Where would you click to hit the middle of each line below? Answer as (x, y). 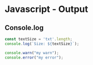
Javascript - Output (46, 9)
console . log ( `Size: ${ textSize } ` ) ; (42, 43)
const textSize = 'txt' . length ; (38, 39)
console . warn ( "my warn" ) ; (32, 53)
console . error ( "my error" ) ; (34, 57)
